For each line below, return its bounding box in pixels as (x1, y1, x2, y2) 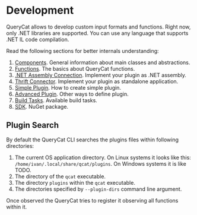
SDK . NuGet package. (14, 103, 69, 110)
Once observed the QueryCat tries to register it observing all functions (6, 197, 179, 204)
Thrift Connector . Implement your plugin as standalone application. (14, 78, 179, 85)
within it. (6, 203, 27, 210)
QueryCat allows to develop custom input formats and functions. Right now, (6, 23, 191, 30)
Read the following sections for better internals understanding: (6, 47, 159, 54)
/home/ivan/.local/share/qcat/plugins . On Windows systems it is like (14, 160, 187, 167)
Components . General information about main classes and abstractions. (14, 59, 190, 66)
